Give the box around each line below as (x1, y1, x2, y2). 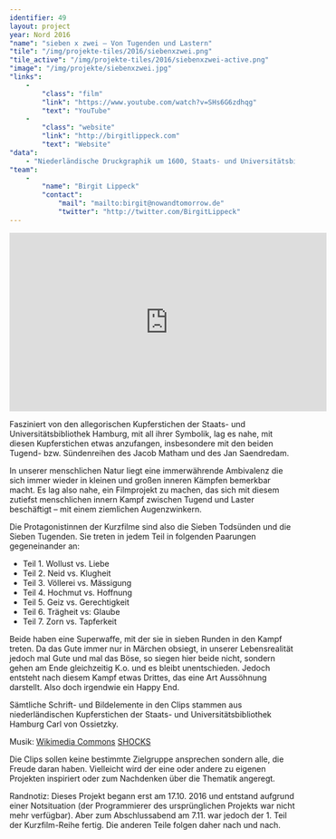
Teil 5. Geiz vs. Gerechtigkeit (22, 596, 130, 608)
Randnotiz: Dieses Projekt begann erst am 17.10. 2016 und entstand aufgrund (9, 790, 294, 801)
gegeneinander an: (9, 541, 80, 551)
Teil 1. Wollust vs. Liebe (22, 558, 110, 569)
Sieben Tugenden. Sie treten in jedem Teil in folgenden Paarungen (9, 531, 256, 541)
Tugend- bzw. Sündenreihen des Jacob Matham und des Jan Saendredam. (9, 447, 290, 458)
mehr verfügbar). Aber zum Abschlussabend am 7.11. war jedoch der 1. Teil (9, 809, 287, 821)
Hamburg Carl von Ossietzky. (9, 718, 120, 729)
